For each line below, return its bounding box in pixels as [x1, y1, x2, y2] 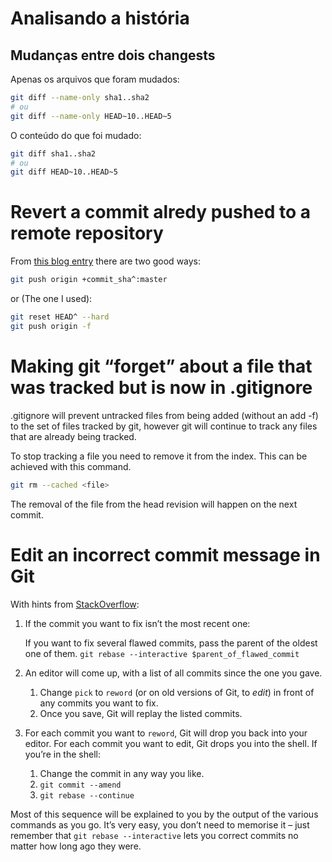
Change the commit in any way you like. [39, 767, 205, 779]
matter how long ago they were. [10, 840, 142, 852]
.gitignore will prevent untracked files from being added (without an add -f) [10, 409, 319, 421]
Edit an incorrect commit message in [10, 543, 321, 566]
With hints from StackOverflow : [10, 598, 140, 610]
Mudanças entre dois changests [10, 47, 216, 64]
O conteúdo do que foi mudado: [10, 129, 142, 141]
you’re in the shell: [24, 748, 101, 760]
